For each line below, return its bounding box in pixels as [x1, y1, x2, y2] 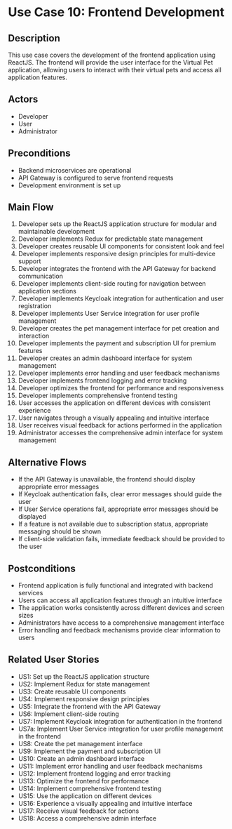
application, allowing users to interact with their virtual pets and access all [8, 66, 221, 74]
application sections [18, 287, 76, 296]
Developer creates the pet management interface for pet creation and [18, 324, 219, 333]
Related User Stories [8, 654, 100, 665]
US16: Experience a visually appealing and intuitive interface [18, 799, 193, 807]
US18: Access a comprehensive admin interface [18, 814, 157, 822]
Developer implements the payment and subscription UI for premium [18, 339, 217, 347]
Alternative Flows [8, 456, 87, 468]
